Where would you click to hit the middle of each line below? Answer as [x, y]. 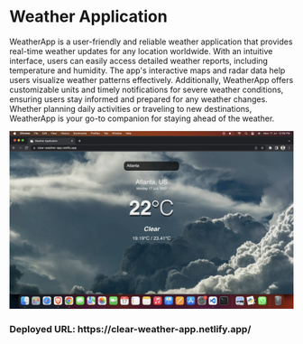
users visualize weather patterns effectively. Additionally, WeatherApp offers [151, 79]
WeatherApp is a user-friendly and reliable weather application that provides [151, 42]
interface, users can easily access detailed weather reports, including [139, 60]
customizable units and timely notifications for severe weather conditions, [147, 89]
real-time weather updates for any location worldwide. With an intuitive [141, 51]
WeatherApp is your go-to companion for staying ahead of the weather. [142, 118]
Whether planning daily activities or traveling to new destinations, [131, 108]
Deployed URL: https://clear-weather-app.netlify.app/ [130, 329]
